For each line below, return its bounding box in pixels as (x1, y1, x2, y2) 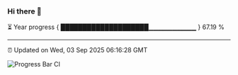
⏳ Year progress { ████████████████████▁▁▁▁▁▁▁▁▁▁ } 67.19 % (7, 23, 225, 31)
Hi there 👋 (7, 6, 42, 16)
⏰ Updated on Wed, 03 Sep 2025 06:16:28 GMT (7, 46, 148, 54)
